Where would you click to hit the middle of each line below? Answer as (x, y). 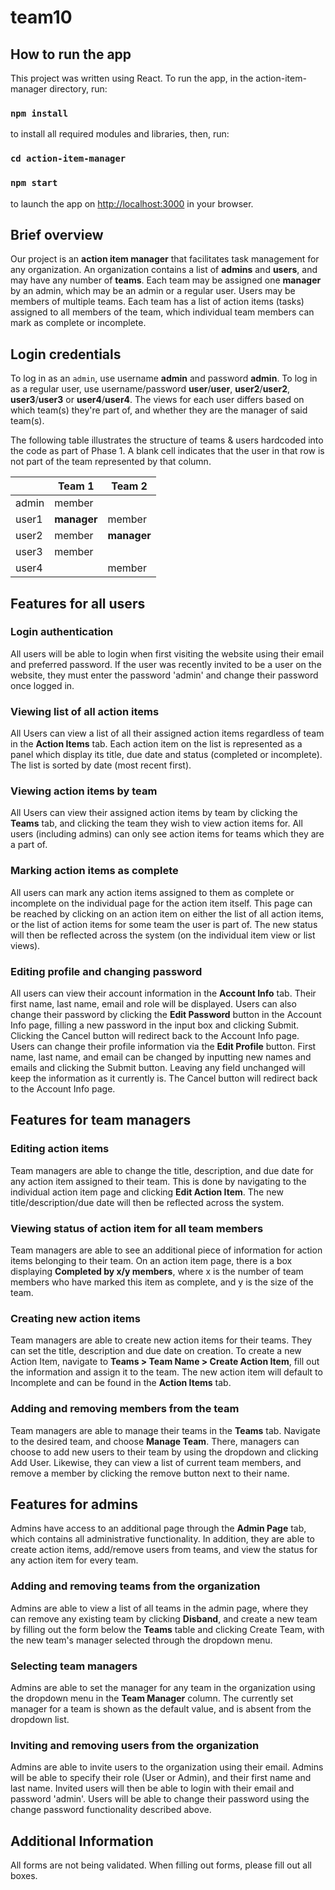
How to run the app (71, 54)
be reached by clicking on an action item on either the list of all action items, (167, 913)
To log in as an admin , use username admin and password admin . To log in (164, 378)
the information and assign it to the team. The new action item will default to (166, 1372)
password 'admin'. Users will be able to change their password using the (160, 1799)
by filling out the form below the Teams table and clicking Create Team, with (167, 1629)
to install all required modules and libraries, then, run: (120, 134)
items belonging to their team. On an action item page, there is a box (151, 1260)
